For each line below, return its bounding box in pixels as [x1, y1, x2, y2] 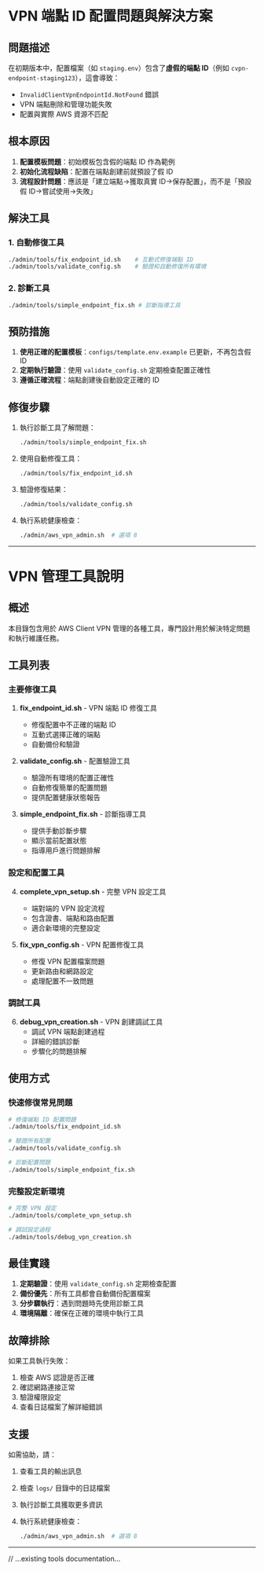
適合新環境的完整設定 [31, 923, 101, 932]
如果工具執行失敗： [8, 1356, 71, 1366]
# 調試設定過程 [8, 1225, 51, 1234]
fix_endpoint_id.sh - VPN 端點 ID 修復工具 [19, 703, 157, 713]
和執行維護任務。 [8, 633, 64, 643]
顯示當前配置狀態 [31, 836, 87, 846]
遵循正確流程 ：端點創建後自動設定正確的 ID [19, 375, 159, 385]
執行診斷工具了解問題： [19, 423, 96, 432]
